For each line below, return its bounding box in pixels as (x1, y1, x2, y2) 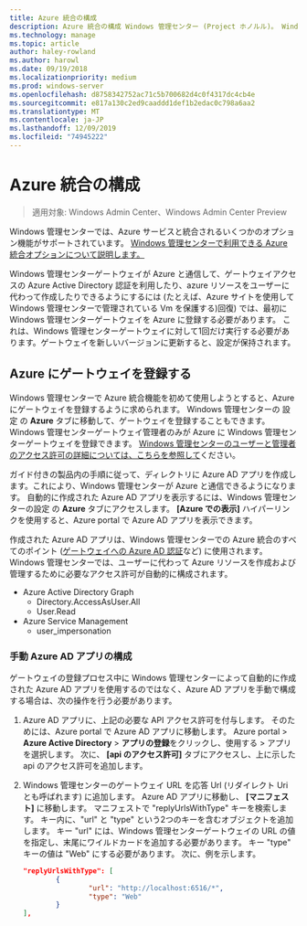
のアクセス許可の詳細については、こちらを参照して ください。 (9, 449, 240, 460)
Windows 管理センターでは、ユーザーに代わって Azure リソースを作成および (9, 557, 297, 568)
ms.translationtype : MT (9, 107, 101, 116)
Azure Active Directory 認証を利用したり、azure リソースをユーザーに (26, 280, 291, 291)
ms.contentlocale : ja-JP (9, 115, 104, 124)
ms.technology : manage (9, 30, 96, 39)
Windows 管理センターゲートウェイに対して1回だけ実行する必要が (33, 325, 282, 336)
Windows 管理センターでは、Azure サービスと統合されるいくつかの (9, 226, 263, 237)
